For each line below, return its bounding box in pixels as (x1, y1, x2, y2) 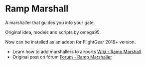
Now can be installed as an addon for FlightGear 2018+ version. (5, 38, 136, 45)
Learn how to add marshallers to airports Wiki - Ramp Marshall (12, 48, 141, 54)
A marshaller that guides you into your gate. (5, 19, 95, 25)
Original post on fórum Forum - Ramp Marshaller (12, 53, 112, 60)
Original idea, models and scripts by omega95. (5, 29, 101, 35)
